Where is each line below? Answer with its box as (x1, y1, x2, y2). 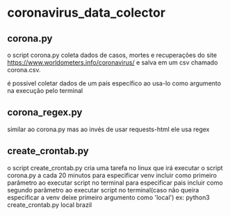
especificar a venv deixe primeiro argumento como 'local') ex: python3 (7, 193, 210, 201)
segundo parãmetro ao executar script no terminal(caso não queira (7, 185, 199, 194)
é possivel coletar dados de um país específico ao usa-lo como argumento (7, 79, 221, 88)
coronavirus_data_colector (7, 5, 165, 21)
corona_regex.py (7, 106, 83, 119)
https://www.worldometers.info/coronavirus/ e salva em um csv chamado (7, 58, 218, 67)
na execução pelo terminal (7, 87, 83, 94)
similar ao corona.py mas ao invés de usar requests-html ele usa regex (7, 125, 210, 133)
